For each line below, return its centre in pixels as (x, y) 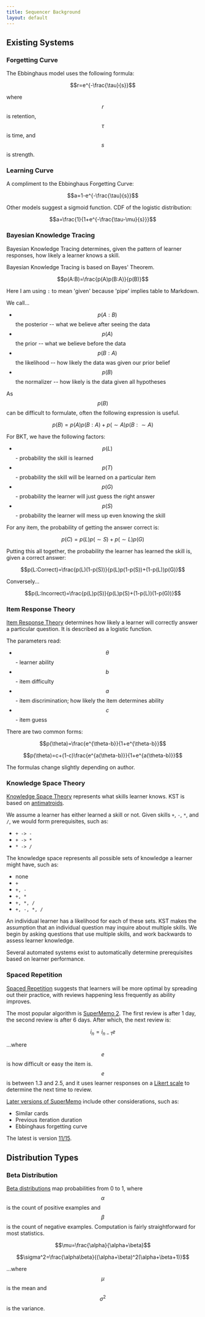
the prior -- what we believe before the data (70, 343)
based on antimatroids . (35, 803)
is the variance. (26, 1308)
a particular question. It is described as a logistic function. (80, 629)
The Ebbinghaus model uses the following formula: (70, 74)
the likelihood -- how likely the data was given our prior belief (92, 362)
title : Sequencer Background (43, 12)
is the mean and (27, 1288)
